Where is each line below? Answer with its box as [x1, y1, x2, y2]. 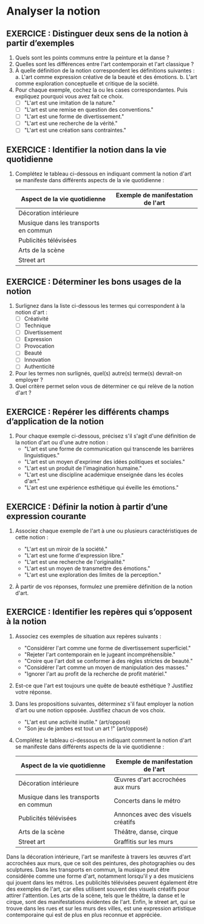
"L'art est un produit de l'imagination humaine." [24, 464, 142, 472]
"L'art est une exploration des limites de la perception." [24, 571, 161, 579]
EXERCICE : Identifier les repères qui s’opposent [6, 607, 192, 617]
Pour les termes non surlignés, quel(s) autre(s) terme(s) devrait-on [15, 370, 182, 377]
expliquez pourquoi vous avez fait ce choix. [15, 93, 124, 100]
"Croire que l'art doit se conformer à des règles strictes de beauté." [24, 657, 193, 664]
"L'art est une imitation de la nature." [24, 99, 116, 106]
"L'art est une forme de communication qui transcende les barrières [24, 445, 194, 453]
